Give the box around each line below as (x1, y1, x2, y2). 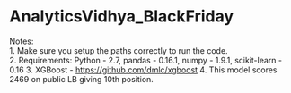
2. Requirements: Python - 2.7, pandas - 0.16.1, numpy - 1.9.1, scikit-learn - (9, 55, 283, 65)
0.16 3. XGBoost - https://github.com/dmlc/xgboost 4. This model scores (9, 64, 278, 75)
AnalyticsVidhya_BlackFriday (9, 6, 234, 27)
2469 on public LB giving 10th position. (9, 73, 154, 84)
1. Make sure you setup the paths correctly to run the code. (9, 45, 228, 55)
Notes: (9, 36, 34, 46)
